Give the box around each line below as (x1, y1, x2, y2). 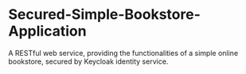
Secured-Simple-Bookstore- (8, 6, 201, 24)
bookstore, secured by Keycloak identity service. (8, 57, 169, 66)
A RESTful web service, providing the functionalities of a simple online (8, 48, 239, 57)
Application (8, 22, 87, 40)
